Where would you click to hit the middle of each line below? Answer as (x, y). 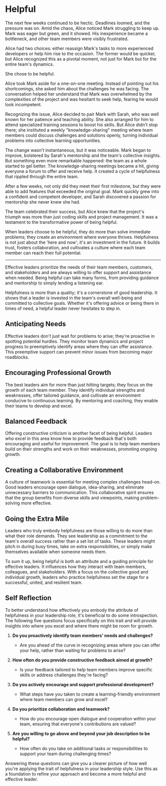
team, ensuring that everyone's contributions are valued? (78, 724)
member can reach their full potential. (43, 253)
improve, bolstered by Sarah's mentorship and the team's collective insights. (83, 155)
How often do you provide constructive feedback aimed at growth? (82, 660)
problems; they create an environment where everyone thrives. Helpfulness (82, 237)
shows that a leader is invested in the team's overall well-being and (74, 298)
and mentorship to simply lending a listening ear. (54, 283)
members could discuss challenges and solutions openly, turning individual (82, 135)
